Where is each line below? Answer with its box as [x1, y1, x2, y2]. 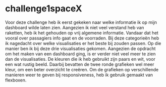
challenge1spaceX [5, 3, 82, 14]
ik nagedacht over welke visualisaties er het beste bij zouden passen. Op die [5, 40, 162, 46]
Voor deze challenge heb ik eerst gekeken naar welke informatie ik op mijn [5, 19, 157, 25]
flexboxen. [5, 77, 27, 83]
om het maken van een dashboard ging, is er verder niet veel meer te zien [5, 50, 156, 57]
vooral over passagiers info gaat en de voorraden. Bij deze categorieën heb [5, 35, 160, 41]
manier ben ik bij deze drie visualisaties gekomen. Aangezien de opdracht [5, 45, 156, 51]
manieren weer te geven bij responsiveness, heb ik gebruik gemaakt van [5, 72, 153, 78]
